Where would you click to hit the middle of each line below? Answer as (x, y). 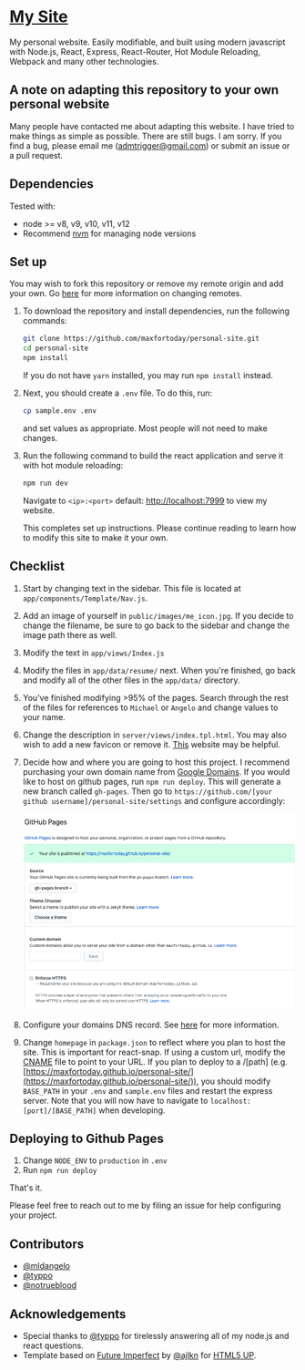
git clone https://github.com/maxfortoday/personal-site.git (141, 339)
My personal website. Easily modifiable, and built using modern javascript (147, 42)
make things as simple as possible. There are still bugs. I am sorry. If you (146, 136)
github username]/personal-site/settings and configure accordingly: (154, 800)
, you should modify (234, 1081)
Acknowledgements (68, 1314)
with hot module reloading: (73, 465)
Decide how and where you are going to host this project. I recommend (156, 762)
